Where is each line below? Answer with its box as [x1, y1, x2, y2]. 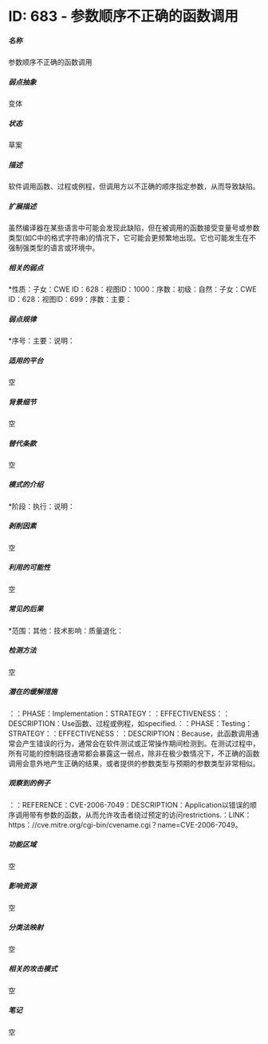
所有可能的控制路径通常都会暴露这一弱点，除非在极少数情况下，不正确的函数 [8, 748, 260, 758]
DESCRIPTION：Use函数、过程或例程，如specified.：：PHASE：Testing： [8, 718, 253, 728]
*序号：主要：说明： [8, 335, 76, 345]
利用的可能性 [8, 562, 50, 572]
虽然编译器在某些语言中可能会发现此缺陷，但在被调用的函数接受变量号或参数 [8, 223, 260, 232]
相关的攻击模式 [8, 964, 57, 974]
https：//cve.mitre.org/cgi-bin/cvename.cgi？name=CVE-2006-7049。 [8, 820, 242, 829]
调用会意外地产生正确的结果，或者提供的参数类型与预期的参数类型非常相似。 [8, 758, 260, 768]
